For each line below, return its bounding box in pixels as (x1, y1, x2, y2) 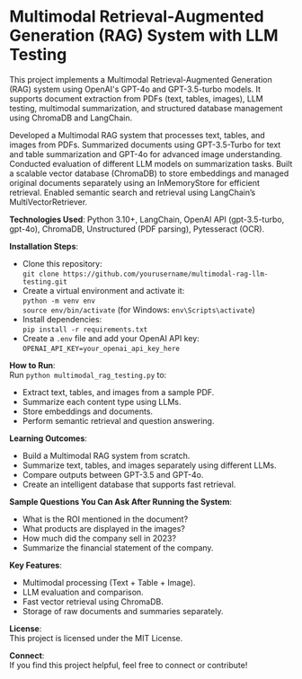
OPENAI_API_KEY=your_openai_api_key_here (22, 344, 180, 353)
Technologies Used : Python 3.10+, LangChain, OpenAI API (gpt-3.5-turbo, (9, 214, 285, 225)
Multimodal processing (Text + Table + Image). (22, 577, 196, 587)
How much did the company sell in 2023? (22, 533, 177, 543)
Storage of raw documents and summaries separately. (22, 605, 224, 616)
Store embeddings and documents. (22, 406, 154, 417)
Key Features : (9, 560, 63, 570)
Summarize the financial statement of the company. (22, 542, 214, 553)
